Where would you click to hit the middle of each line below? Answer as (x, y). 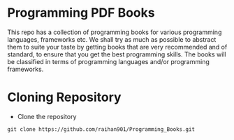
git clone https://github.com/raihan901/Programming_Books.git (101, 129)
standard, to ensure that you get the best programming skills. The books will (117, 54)
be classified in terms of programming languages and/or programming (108, 61)
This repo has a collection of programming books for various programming (115, 32)
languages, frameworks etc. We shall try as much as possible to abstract (112, 39)
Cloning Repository (64, 97)
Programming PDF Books (81, 13)
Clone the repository (47, 116)
